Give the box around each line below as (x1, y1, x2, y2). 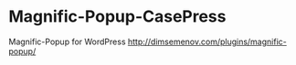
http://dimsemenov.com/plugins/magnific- (127, 36, 287, 47)
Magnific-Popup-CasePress (8, 6, 227, 27)
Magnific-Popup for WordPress (8, 36, 126, 47)
